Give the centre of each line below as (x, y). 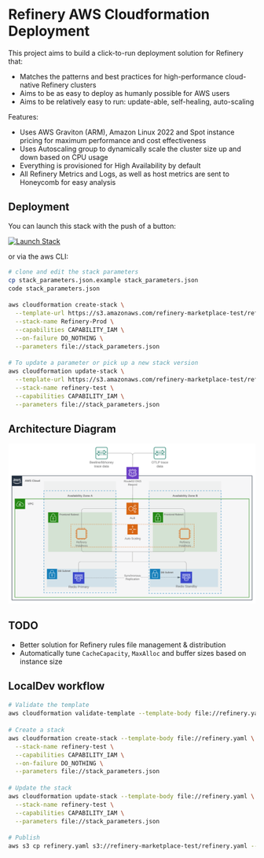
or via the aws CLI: (38, 256)
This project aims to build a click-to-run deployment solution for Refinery (126, 53)
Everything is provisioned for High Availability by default (110, 165)
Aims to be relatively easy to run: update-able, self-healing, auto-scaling (137, 101)
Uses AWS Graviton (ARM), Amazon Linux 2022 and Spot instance (127, 132)
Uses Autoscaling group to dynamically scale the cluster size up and (130, 149)
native (29, 85)
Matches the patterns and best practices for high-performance (121, 76)
